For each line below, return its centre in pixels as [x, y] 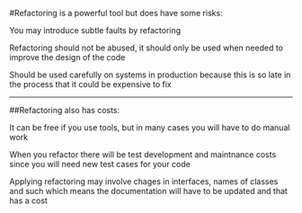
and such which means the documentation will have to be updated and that [148, 191]
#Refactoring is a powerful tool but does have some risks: [116, 13]
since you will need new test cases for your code [100, 164]
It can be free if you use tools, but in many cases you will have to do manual [150, 128]
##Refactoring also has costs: [65, 110]
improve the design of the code [67, 57]
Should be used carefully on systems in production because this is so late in [150, 75]
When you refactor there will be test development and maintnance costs [143, 155]
